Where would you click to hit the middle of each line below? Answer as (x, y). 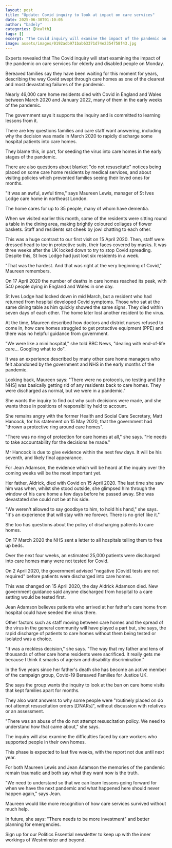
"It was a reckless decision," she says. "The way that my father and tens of (84, 648)
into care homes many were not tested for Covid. (57, 561)
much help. (17, 809)
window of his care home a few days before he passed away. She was (80, 494)
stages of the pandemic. (31, 156)
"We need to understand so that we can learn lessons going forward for (81, 782)
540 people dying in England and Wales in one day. (60, 286)
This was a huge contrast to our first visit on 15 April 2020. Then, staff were (85, 239)
